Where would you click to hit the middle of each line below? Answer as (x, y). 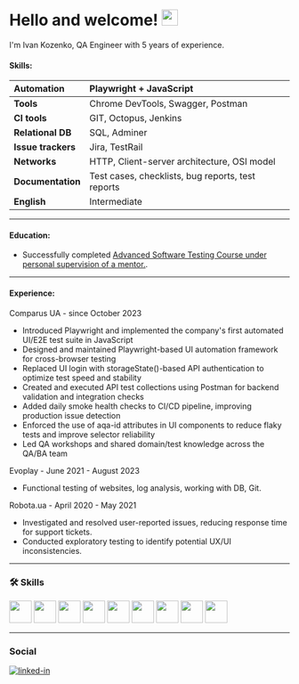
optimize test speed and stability (82, 378)
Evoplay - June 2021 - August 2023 (75, 470)
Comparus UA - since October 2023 (76, 313)
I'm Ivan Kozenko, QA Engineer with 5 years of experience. (117, 45)
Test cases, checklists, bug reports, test (172, 176)
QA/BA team (45, 453)
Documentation (48, 182)
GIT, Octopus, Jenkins (136, 118)
